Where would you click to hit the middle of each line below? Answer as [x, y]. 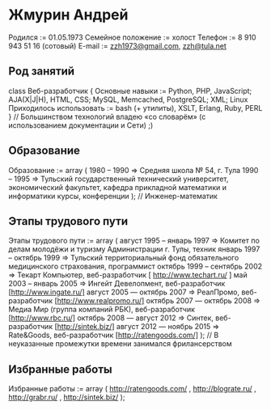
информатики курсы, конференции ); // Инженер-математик [113, 196]
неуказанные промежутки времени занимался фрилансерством [120, 344]
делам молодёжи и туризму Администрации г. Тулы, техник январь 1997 [134, 249]
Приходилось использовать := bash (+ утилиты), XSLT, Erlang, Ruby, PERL [135, 108]
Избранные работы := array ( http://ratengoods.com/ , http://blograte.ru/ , [132, 389]
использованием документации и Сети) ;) [81, 125]
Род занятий [42, 72]
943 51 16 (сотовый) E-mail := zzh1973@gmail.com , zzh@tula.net [117, 45]
